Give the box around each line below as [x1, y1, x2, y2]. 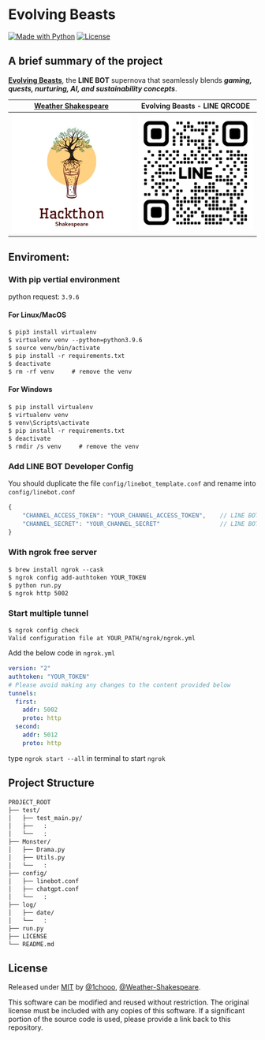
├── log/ [8, 900, 37, 908]
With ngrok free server [8, 546, 97, 557]
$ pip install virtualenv [8, 403, 93, 411]
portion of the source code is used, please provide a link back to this [8, 1015, 231, 1024]
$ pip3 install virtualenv [8, 329, 97, 337]
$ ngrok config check [8, 627, 80, 635]
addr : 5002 [22, 706, 58, 714]
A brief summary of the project [8, 54, 163, 68]
